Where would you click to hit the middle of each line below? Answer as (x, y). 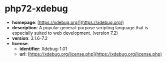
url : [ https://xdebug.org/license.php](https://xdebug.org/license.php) (90, 54)
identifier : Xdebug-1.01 (43, 49)
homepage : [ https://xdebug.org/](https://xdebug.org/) (68, 22)
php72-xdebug (36, 9)
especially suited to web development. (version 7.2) (65, 33)
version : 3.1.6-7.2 (30, 38)
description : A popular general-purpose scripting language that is (80, 27)
